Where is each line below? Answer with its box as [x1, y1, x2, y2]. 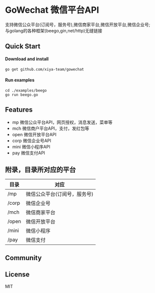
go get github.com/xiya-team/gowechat [5, 67, 84, 72]
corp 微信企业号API [12, 138, 51, 144]
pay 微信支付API [12, 150, 45, 156]
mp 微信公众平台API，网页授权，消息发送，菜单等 [12, 119, 112, 125]
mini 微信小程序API [12, 144, 50, 149]
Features [5, 106, 33, 114]
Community [5, 253, 42, 262]
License [5, 270, 30, 279]
